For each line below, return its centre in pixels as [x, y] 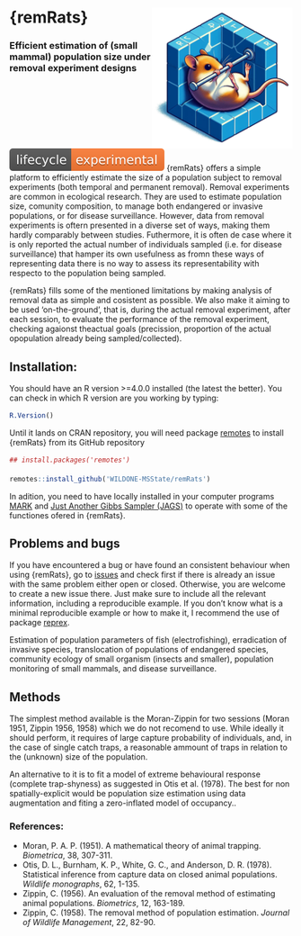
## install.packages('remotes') [70, 460]
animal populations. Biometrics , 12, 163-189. [104, 904]
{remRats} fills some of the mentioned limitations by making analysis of [141, 291]
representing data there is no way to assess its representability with [134, 264]
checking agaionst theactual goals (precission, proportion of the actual [140, 329]
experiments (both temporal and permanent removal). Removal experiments [150, 187]
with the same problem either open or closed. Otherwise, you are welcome [147, 584]
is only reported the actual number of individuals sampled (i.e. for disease [146, 245]
